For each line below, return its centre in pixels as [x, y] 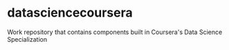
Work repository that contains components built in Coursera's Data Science [115, 32]
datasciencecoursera [70, 13]
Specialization [27, 39]
